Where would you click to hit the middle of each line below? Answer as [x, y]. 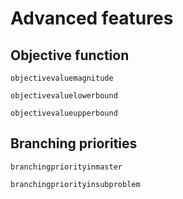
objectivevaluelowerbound [64, 96]
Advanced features [92, 18]
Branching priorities [74, 143]
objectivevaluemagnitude [62, 78]
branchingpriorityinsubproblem [75, 184]
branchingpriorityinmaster [66, 167]
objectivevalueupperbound [64, 113]
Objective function [70, 55]
